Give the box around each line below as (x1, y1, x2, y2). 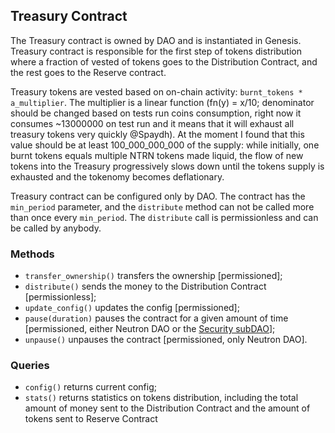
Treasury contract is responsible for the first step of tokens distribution (10, 45, 302, 57)
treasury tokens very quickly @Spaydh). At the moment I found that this (10, 128, 305, 140)
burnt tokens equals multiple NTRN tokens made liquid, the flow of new (10, 149, 304, 161)
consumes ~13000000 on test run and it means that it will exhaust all (10, 117, 295, 129)
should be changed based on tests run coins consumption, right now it (10, 107, 302, 119)
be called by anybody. (10, 222, 102, 234)
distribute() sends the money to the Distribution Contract (24, 280, 267, 293)
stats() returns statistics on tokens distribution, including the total (24, 392, 299, 404)
